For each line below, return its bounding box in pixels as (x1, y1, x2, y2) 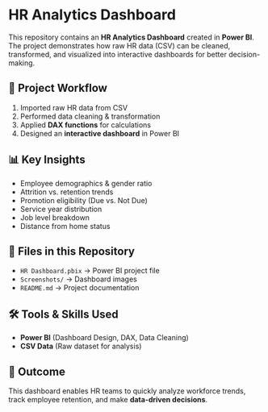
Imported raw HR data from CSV (19, 102, 128, 112)
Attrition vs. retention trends (19, 187, 114, 197)
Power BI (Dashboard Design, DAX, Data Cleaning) (19, 333, 190, 343)
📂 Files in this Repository (8, 244, 136, 258)
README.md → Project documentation (19, 283, 140, 293)
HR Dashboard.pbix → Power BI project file (19, 266, 160, 276)
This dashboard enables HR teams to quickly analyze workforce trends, (8, 386, 246, 396)
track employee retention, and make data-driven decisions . (8, 395, 208, 404)
